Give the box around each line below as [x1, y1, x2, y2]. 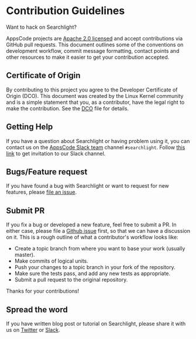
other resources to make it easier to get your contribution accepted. [6, 53, 170, 60]
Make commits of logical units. [14, 257, 89, 265]
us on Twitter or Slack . [6, 327, 60, 333]
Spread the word [6, 304, 68, 314]
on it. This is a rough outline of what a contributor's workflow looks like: [6, 233, 178, 241]
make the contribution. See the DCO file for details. [6, 104, 129, 112]
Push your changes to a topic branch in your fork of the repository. [14, 264, 176, 271]
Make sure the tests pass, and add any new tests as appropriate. [14, 270, 171, 277]
